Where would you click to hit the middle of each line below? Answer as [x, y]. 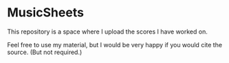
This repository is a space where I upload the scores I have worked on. [107, 32]
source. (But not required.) [45, 52]
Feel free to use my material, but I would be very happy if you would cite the [115, 45]
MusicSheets [46, 13]
